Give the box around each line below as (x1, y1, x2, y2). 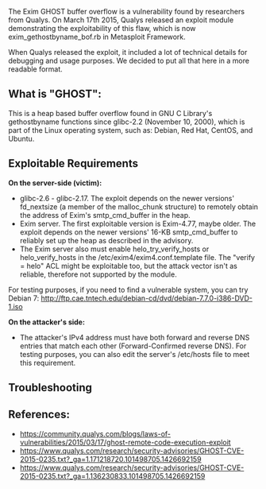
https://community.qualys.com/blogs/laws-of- (19, 429, 172, 438)
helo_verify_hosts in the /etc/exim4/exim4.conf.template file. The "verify (19, 252, 256, 262)
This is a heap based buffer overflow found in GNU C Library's (8, 108, 213, 118)
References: (8, 408, 70, 421)
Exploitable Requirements (8, 157, 139, 170)
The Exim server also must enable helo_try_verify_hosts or (19, 244, 210, 254)
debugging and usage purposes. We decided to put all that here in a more (8, 56, 250, 65)
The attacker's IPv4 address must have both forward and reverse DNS (19, 332, 250, 342)
